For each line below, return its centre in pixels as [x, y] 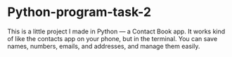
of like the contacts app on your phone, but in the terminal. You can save [112, 38]
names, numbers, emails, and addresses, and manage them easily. [104, 46]
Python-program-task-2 [79, 12]
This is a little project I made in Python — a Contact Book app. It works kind [116, 31]
